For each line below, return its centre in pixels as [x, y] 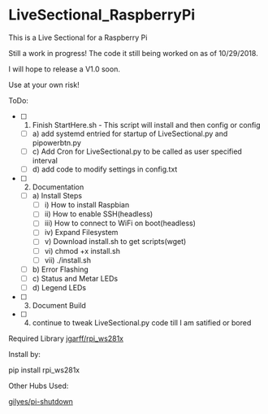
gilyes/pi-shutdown [41, 401]
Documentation [58, 187]
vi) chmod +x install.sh [82, 251]
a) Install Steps [57, 196]
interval [45, 161]
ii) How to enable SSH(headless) [99, 214]
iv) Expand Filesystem [81, 233]
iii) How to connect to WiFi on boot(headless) [120, 223]
